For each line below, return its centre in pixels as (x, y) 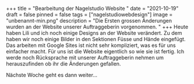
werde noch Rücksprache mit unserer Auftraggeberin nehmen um (85, 58)
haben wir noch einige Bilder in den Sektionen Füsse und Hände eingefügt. (96, 39)
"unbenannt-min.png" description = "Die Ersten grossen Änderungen (89, 21)
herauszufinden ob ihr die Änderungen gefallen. (64, 64)
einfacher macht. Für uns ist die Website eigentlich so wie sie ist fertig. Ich (95, 51)
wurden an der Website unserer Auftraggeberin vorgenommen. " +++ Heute (97, 27)
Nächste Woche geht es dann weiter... (52, 75)
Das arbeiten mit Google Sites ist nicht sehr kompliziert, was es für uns (91, 45)
